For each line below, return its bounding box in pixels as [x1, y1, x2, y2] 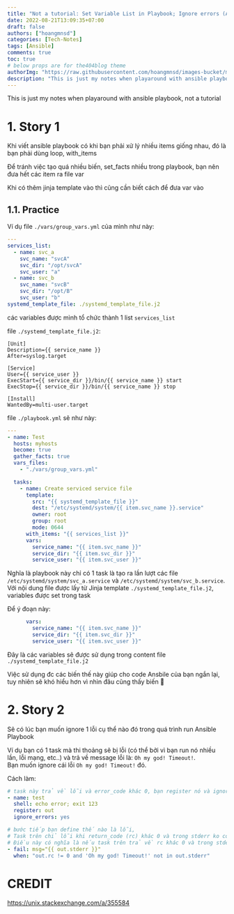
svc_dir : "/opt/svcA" [19, 262, 82, 269]
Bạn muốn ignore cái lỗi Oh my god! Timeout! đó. [7, 761, 147, 769]
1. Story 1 [7, 119, 61, 135]
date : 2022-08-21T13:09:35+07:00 [7, 17, 104, 24]
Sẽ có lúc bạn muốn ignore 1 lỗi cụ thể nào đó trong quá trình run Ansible [7, 725, 217, 733]
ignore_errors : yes [13, 814, 70, 821]
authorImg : [7, 68, 39, 75]
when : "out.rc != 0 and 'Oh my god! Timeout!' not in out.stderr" [13, 852, 210, 859]
